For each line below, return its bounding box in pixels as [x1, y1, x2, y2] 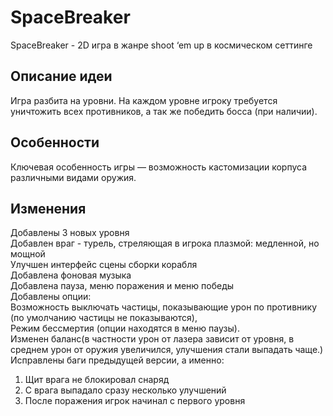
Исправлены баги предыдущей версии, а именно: [10, 354, 225, 366]
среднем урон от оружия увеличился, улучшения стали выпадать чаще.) [10, 344, 324, 356]
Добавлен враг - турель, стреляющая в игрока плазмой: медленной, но [10, 237, 320, 250]
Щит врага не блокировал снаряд [24, 374, 170, 386]
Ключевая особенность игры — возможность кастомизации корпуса [10, 161, 308, 173]
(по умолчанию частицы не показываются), [10, 312, 198, 324]
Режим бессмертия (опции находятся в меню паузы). [10, 322, 240, 335]
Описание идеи [10, 68, 113, 85]
